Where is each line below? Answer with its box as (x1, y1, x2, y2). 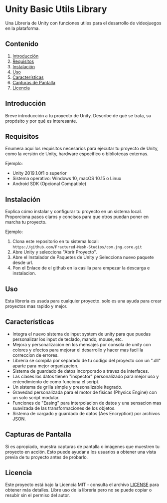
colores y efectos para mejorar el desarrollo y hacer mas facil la (12, 347, 144, 353)
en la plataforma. (5, 25, 40, 31)
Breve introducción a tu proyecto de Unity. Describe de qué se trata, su (5, 112, 152, 118)
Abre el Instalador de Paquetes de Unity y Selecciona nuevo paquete (12, 254, 154, 260)
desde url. (12, 259, 33, 265)
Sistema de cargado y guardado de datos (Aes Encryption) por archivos (12, 410, 161, 416)
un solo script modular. (12, 394, 60, 400)
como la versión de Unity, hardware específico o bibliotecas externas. (5, 151, 149, 157)
